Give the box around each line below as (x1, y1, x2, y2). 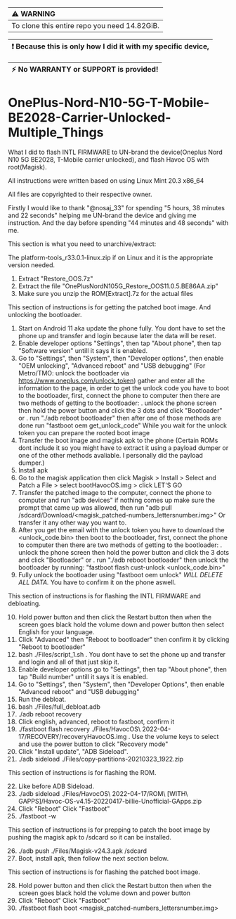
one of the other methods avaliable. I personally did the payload (18, 451, 203, 459)
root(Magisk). (8, 162, 48, 171)
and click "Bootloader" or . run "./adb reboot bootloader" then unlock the (18, 555, 229, 564)
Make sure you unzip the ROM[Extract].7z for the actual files (18, 289, 194, 297)
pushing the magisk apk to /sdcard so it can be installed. (8, 833, 171, 841)
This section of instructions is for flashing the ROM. (8, 768, 157, 776)
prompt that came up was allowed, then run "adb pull (18, 503, 172, 512)
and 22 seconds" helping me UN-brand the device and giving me (8, 211, 197, 219)
